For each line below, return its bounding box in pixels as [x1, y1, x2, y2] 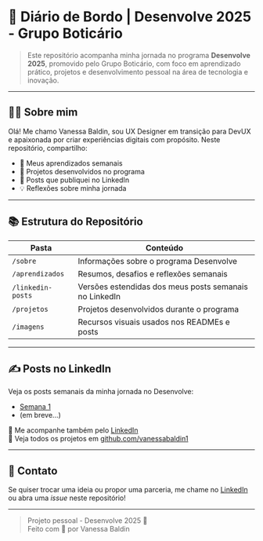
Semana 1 [19, 402, 51, 411]
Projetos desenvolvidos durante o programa [77, 303, 240, 314]
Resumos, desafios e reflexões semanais [77, 268, 229, 279]
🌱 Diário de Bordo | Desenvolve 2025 [8, 8, 252, 26]
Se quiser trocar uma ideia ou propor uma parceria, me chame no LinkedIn [8, 485, 248, 495]
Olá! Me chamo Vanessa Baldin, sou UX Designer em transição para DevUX [8, 126, 251, 136]
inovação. [27, 75, 59, 85]
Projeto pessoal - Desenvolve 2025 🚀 [27, 516, 148, 525]
